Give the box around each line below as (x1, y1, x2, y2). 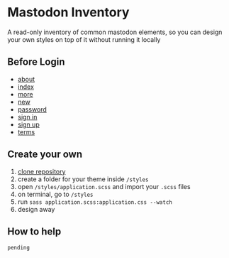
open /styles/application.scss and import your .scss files (17, 182, 191, 190)
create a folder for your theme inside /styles (17, 175, 149, 183)
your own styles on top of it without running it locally (7, 35, 161, 43)
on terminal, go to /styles (17, 190, 94, 198)
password (17, 104, 48, 114)
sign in (17, 112, 38, 121)
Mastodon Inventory (7, 4, 130, 21)
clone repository (17, 167, 66, 176)
